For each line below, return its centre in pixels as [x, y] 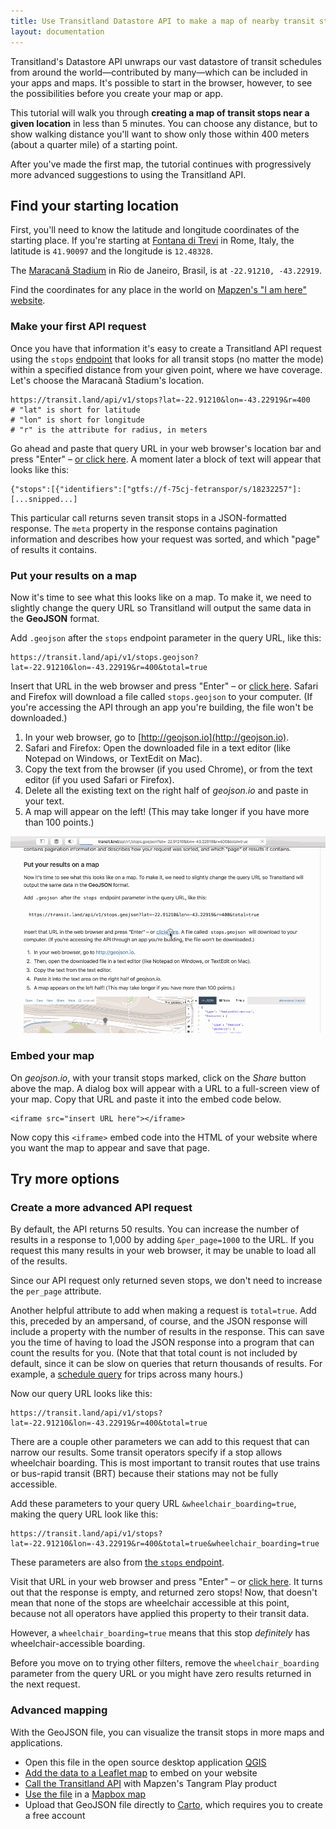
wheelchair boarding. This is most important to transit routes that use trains [165, 1463]
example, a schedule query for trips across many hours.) [127, 1374]
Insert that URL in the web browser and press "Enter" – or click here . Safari [164, 686]
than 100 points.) [59, 822]
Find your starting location [95, 205]
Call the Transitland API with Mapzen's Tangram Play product [151, 1783]
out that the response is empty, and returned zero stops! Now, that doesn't [164, 1592]
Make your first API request [78, 327]
